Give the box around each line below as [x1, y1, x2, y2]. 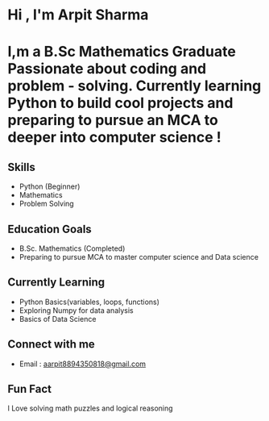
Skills [7, 160, 35, 174]
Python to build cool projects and [7, 94, 234, 112]
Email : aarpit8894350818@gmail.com [19, 359, 147, 369]
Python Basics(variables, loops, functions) [19, 297, 160, 306]
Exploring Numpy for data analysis [19, 305, 134, 315]
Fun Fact [7, 382, 52, 396]
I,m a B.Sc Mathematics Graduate [7, 43, 237, 61]
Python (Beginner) [19, 181, 81, 191]
